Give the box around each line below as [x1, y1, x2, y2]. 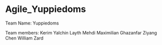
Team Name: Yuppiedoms [5, 20, 59, 26]
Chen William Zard [5, 35, 44, 41]
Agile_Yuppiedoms [5, 3, 86, 15]
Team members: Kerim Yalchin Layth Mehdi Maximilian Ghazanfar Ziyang [5, 29, 157, 35]
